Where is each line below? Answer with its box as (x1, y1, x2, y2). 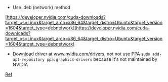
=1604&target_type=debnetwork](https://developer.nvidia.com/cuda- (5, 25, 150, 31)
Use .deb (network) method (12, 5, 71, 10)
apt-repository (12, 57, 45, 62)
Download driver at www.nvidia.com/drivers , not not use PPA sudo (12, 51, 151, 57)
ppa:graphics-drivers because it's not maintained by (47, 56, 158, 62)
